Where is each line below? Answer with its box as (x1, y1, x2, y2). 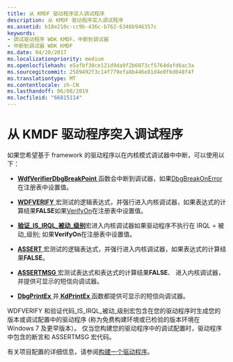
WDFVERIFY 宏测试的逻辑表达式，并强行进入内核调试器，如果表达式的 (17, 198, 220, 206)
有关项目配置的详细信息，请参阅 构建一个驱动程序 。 (7, 347, 154, 356)
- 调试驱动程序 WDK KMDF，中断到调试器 (7, 36, 109, 43)
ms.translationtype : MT (7, 74, 77, 82)
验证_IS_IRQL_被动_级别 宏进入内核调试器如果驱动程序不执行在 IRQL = (17, 221, 217, 230)
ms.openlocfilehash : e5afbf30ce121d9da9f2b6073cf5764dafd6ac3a (7, 62, 195, 69)
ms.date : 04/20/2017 (7, 49, 67, 56)
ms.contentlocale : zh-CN (7, 81, 79, 88)
